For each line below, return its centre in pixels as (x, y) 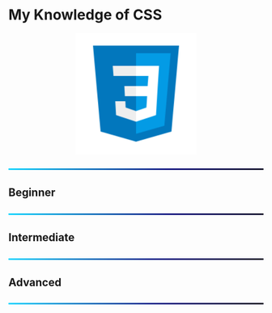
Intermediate (42, 237)
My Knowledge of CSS (85, 15)
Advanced (35, 282)
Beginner (32, 193)
